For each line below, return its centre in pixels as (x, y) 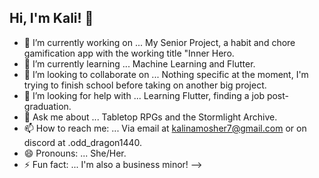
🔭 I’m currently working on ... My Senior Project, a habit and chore (159, 42)
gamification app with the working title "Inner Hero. (129, 53)
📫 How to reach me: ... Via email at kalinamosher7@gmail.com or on (165, 128)
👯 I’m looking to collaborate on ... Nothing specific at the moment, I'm (166, 74)
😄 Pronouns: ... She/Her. (75, 153)
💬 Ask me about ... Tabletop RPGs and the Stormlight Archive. (150, 117)
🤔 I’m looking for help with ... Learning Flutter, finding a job (144, 95)
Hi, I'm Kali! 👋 (51, 18)
